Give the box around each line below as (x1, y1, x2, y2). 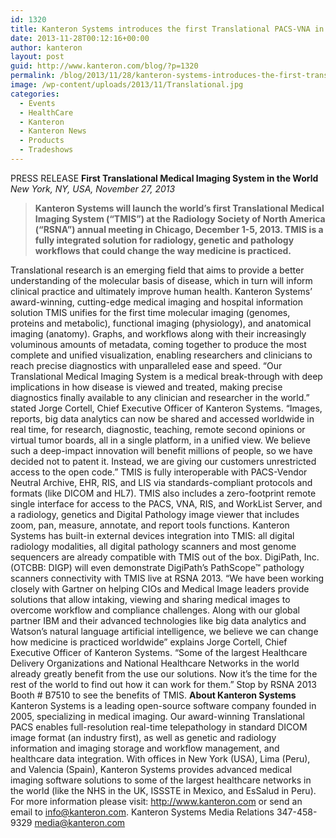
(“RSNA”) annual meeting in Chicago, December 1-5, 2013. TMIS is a (34, 223, 324, 235)
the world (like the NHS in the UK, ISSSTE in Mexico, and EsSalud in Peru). (10, 784, 317, 796)
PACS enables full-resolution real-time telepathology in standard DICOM (10, 721, 308, 733)
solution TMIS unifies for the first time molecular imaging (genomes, (10, 306, 291, 318)
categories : (10, 89, 60, 99)
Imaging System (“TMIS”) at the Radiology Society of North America (34, 212, 326, 225)
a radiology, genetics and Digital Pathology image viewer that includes (10, 508, 300, 520)
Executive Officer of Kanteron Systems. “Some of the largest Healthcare (10, 646, 308, 658)
